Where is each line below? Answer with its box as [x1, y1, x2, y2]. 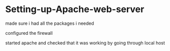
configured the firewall [5, 30, 53, 36]
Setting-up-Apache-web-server [5, 4, 145, 15]
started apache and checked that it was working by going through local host [5, 39, 165, 46]
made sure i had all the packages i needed [5, 20, 94, 26]
